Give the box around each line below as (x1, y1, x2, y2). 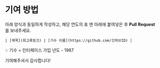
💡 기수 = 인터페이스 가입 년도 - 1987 (5, 47, 74, 53)
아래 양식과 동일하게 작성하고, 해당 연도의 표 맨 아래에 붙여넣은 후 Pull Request (5, 21, 155, 27)
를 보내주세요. (5, 27, 32, 33)
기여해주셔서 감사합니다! (5, 57, 51, 63)
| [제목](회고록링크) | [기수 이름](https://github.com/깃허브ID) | (5, 38, 133, 43)
